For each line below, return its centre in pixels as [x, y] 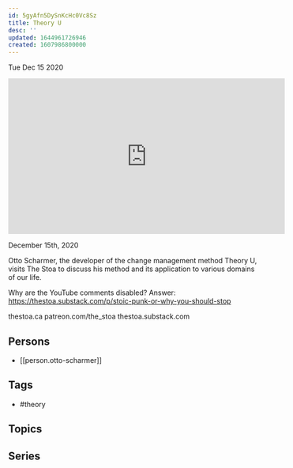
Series [24, 456]
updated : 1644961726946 [47, 38]
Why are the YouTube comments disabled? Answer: [92, 292]
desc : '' [23, 30]
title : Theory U [35, 23]
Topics [25, 429]
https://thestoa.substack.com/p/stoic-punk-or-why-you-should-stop [120, 301]
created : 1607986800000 [47, 45]
